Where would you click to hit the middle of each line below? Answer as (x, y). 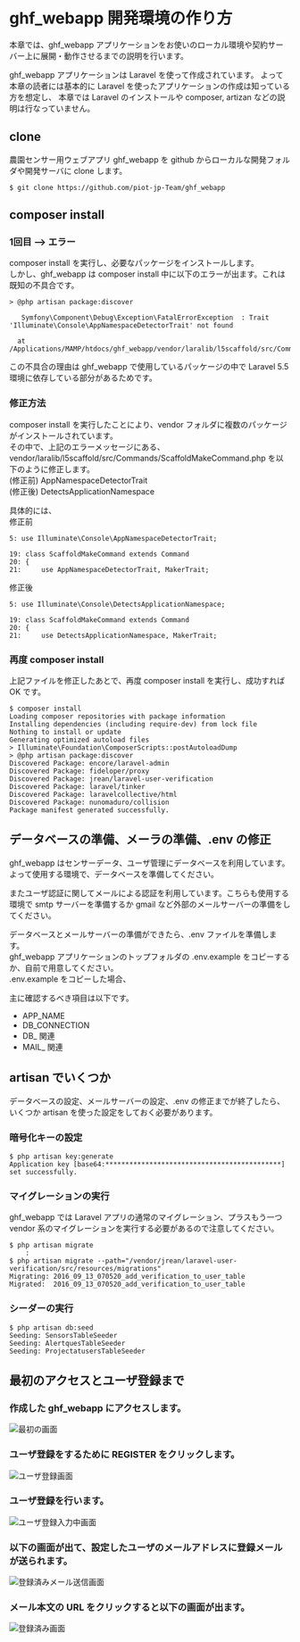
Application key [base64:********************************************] (147, 1164)
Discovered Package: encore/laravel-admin (89, 764)
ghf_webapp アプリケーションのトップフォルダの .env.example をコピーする (150, 957)
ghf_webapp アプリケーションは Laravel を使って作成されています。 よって (146, 75)
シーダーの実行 (42, 1308)
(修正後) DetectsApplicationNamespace (82, 491)
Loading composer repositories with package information (117, 717)
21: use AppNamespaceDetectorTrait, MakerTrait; (109, 569)
